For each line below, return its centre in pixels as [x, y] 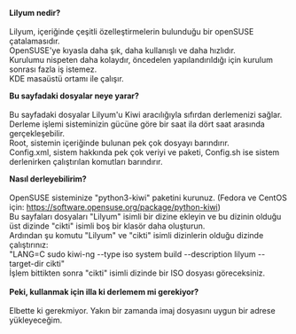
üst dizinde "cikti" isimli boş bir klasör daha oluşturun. [107, 226]
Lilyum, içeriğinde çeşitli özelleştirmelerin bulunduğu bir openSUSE [132, 31]
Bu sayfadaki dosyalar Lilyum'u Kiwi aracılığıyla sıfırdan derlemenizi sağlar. [146, 115]
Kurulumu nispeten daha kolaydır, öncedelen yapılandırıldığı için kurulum [141, 60]
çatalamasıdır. [35, 41]
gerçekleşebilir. [37, 133]
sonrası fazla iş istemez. [53, 69]
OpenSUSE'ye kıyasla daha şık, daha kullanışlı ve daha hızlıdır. [123, 50]
